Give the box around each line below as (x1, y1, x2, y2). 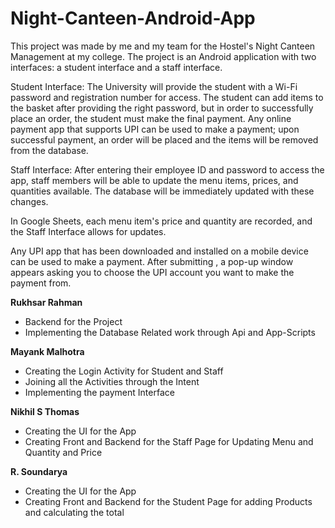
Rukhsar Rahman (10, 296, 83, 308)
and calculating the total (24, 506, 125, 518)
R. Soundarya (10, 465, 68, 477)
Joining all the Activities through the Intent (24, 375, 200, 387)
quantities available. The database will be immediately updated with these (10, 185, 315, 197)
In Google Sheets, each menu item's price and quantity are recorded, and (10, 215, 313, 227)
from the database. (10, 144, 89, 156)
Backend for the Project (24, 315, 123, 327)
